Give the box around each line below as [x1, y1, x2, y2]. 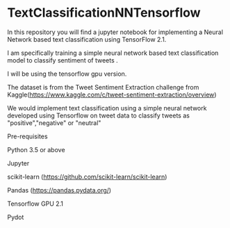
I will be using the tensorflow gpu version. [7, 70, 127, 78]
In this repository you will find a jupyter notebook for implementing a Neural [7, 28, 224, 36]
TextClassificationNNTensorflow [7, 5, 201, 21]
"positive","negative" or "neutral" [7, 118, 101, 127]
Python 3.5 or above [7, 145, 65, 154]
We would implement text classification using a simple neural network [7, 104, 207, 112]
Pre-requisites [7, 132, 48, 140]
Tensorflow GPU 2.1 [7, 199, 64, 208]
